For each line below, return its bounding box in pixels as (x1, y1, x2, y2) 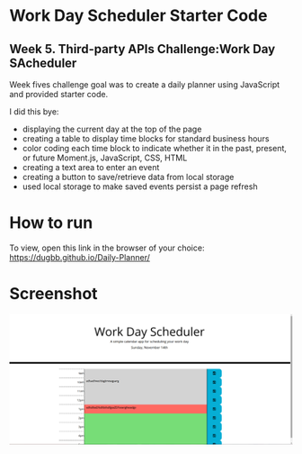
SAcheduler (9, 55, 77, 70)
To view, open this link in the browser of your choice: (9, 242, 205, 253)
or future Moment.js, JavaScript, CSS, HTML (22, 152, 188, 163)
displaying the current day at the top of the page (22, 123, 202, 134)
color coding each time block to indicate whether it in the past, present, (22, 143, 288, 153)
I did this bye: (9, 106, 59, 117)
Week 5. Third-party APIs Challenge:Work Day (9, 41, 276, 57)
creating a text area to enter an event (22, 162, 160, 172)
